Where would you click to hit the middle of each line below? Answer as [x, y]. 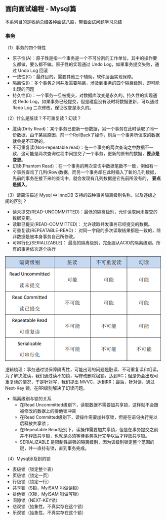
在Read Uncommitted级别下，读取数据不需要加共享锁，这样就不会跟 [89, 404]
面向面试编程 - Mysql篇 [41, 9]
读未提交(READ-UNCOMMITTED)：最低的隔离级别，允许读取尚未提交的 [85, 212]
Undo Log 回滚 [33, 70]
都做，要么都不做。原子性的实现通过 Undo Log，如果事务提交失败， [86, 64]
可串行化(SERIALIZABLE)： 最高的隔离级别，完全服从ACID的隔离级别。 [84, 243]
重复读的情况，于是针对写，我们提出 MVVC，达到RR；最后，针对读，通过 [80, 382]
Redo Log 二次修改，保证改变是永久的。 [53, 108]
